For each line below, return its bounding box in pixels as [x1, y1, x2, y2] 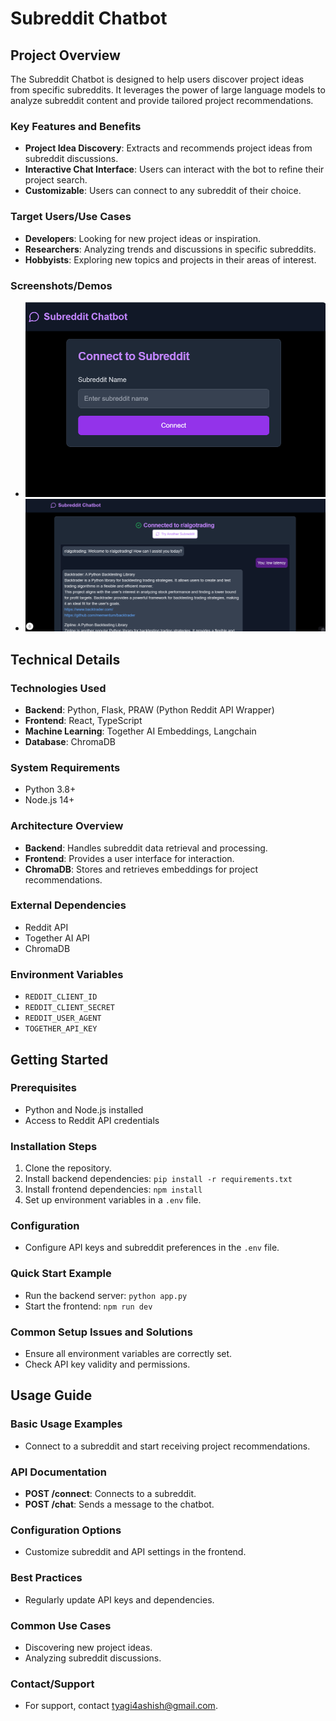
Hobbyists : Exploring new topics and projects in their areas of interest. [24, 253, 317, 266]
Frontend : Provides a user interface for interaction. [24, 852, 235, 864]
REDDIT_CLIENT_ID [24, 992, 98, 1002]
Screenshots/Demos [10, 278, 113, 292]
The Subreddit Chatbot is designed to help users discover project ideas [10, 73, 305, 85]
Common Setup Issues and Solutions [10, 1325, 193, 1339]
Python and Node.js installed [24, 1103, 144, 1116]
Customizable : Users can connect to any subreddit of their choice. [24, 185, 302, 197]
